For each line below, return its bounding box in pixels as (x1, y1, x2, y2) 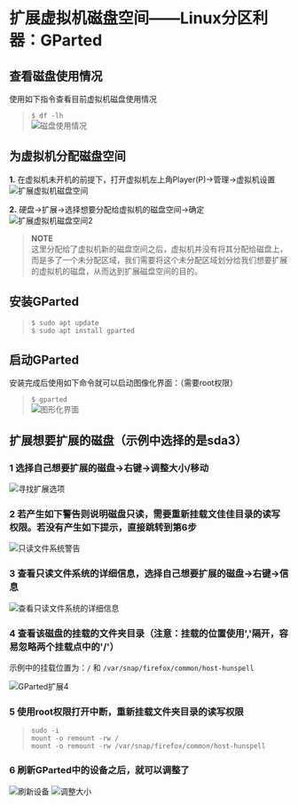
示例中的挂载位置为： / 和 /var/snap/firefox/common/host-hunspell (9, 663, 255, 673)
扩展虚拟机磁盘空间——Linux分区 (9, 8, 253, 28)
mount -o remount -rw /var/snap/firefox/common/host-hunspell (30, 742, 266, 751)
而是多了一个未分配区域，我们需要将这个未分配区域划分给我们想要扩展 (30, 254, 288, 265)
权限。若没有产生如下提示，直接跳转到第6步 (9, 522, 197, 534)
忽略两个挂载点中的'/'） (18, 641, 120, 653)
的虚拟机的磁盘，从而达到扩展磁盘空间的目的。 (30, 266, 202, 276)
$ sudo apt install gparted (30, 326, 135, 335)
